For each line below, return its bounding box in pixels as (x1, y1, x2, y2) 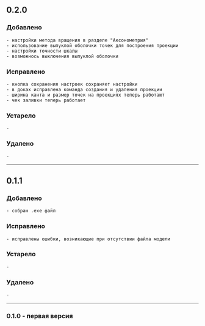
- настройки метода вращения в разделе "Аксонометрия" (6, 37, 149, 43)
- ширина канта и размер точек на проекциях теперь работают (6, 92, 165, 98)
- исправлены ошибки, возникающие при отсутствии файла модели (6, 235, 171, 242)
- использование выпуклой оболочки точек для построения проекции (6, 42, 179, 48)
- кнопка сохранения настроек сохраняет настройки (6, 81, 138, 87)
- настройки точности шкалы (6, 48, 78, 54)
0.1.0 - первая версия (6, 312, 73, 320)
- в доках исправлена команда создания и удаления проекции (6, 86, 163, 92)
